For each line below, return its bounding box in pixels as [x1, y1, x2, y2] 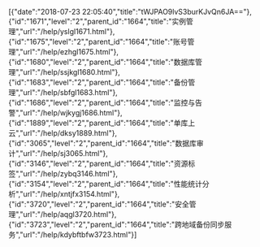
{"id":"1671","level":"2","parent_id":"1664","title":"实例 [8, 16, 187, 26]
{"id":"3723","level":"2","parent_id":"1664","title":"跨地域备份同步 [8, 219, 225, 229]
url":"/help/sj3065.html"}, [23, 149, 108, 158]
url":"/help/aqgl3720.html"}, [23, 210, 117, 219]
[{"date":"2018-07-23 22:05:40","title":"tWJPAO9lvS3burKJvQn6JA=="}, [8, 7, 252, 16]
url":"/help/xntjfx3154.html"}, [23, 189, 120, 198]
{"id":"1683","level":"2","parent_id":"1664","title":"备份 [8, 77, 188, 87]
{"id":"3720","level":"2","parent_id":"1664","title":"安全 [8, 199, 189, 209]
